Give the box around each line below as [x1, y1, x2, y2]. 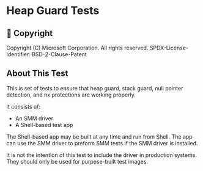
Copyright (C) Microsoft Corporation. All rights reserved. [6, 44, 149, 51]
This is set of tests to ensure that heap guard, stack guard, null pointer [6, 84, 183, 92]
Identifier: [6, 51, 31, 58]
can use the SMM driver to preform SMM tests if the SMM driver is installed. [6, 139, 198, 147]
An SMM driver [15, 114, 54, 122]
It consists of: [6, 103, 41, 110]
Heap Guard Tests [6, 4, 100, 18]
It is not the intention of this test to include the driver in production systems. [6, 151, 197, 159]
